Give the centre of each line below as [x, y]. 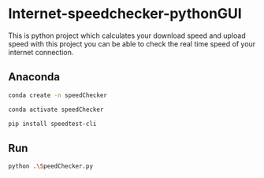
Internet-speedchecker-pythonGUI [125, 14]
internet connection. [41, 52]
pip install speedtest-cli [52, 124]
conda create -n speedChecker [58, 95]
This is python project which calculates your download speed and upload [127, 35]
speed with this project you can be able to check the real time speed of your [132, 43]
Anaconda [34, 77]
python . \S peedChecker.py [50, 166]
